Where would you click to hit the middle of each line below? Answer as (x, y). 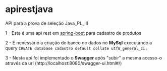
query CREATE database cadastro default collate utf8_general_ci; (76, 48)
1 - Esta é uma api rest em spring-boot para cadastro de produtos (73, 33)
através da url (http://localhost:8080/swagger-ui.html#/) (64, 63)
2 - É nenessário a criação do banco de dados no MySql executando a (79, 43)
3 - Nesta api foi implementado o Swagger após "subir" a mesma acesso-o (84, 58)
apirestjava (29, 9)
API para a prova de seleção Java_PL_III (47, 23)
